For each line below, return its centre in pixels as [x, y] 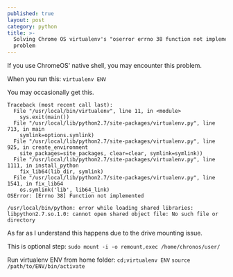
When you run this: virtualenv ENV [57, 79]
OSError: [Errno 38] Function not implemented [76, 196]
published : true [31, 14]
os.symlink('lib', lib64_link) [65, 190]
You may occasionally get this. [51, 92]
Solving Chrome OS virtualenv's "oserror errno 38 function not [108, 39]
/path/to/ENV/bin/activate [46, 267]
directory [21, 220]
